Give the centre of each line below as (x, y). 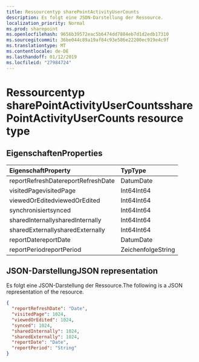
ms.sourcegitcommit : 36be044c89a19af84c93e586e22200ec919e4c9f (88, 40)
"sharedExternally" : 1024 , (46, 337)
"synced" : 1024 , (32, 325)
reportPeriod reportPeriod (45, 249)
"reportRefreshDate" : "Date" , (50, 309)
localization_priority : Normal (46, 23)
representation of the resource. (45, 292)
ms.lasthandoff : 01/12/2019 (42, 57)
